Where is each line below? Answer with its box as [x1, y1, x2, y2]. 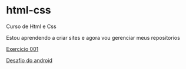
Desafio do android [6, 57, 53, 64]
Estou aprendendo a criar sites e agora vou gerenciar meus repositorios [6, 34, 181, 41]
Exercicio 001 [6, 45, 39, 53]
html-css [6, 4, 51, 17]
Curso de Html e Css [6, 23, 57, 30]
